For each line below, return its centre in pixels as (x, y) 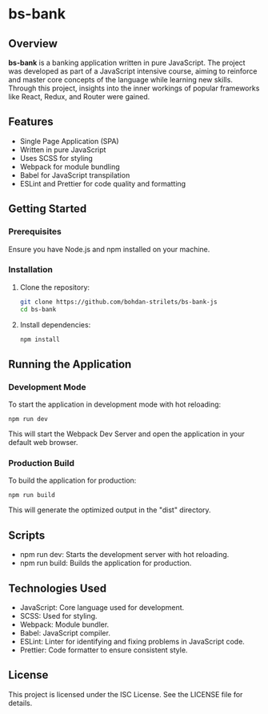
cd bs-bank (38, 309)
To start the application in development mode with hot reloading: (115, 404)
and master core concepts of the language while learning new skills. (121, 80)
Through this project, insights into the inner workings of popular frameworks (134, 88)
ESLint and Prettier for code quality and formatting (103, 183)
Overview (33, 44)
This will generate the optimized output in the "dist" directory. (110, 510)
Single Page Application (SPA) (69, 141)
